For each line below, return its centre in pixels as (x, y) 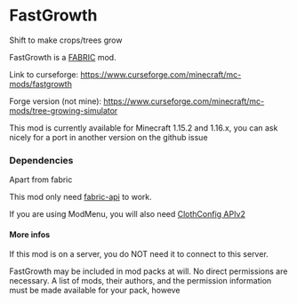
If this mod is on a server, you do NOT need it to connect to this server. (139, 254)
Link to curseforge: (44, 74)
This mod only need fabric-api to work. (81, 197)
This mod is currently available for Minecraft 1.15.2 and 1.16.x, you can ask (144, 128)
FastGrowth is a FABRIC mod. (63, 57)
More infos (30, 234)
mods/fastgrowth (41, 84)
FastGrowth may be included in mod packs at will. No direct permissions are (148, 271)
